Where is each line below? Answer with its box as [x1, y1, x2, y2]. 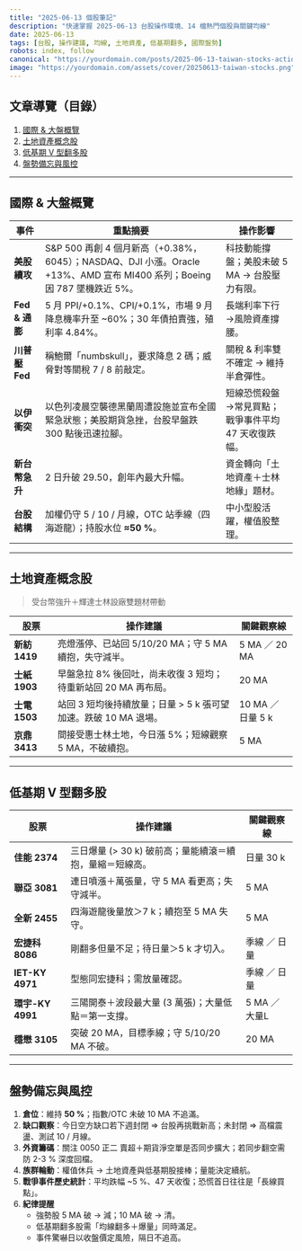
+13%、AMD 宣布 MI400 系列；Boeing [44, 269, 211, 281]
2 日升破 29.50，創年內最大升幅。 [44, 471, 191, 484]
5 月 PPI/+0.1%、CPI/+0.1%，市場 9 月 [44, 298, 214, 311]
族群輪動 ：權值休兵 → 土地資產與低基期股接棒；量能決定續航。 [22, 1165, 256, 1176]
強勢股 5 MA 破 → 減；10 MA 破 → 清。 [35, 1210, 181, 1220]
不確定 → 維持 [225, 356, 285, 368]
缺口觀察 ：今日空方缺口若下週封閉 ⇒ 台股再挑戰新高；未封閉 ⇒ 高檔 [22, 1120, 276, 1131]
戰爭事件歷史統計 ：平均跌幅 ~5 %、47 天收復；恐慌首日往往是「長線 [22, 1176, 277, 1186]
